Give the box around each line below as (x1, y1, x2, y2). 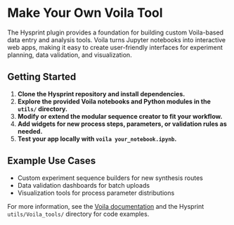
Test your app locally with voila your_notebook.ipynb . (17, 134, 177, 143)
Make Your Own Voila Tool (7, 5, 163, 21)
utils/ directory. (17, 104, 68, 113)
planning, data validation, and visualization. (7, 51, 132, 59)
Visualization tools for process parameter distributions (17, 188, 175, 197)
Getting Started (7, 71, 77, 83)
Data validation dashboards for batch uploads (17, 181, 150, 189)
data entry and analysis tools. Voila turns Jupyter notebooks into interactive (7, 35, 226, 44)
